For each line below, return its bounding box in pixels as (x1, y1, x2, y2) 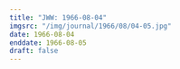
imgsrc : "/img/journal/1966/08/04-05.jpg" (9, 22, 172, 30)
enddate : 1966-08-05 (9, 38, 88, 47)
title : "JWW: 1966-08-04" (9, 13, 107, 22)
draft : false (9, 47, 59, 56)
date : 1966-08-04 (9, 30, 75, 39)
